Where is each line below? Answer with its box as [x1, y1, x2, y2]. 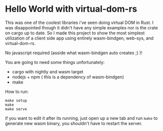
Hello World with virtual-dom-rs [5, 3, 138, 15]
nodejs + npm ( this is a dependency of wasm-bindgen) [12, 74, 124, 80]
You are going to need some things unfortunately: [5, 59, 105, 65]
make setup [5, 98, 27, 103]
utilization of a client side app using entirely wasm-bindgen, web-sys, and [5, 35, 154, 41]
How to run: [5, 88, 29, 94]
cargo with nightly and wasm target [12, 68, 84, 74]
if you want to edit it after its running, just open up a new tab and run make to [5, 115, 158, 121]
